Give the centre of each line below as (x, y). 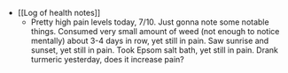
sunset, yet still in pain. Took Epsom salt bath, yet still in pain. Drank (155, 50)
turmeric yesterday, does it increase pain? (107, 59)
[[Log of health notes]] (59, 13)
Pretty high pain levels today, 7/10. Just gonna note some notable (150, 22)
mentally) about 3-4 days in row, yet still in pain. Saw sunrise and (150, 40)
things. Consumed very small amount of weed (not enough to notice (155, 31)
